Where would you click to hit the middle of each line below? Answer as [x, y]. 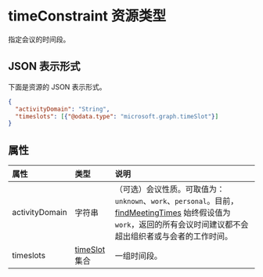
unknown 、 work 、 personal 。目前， [177, 201]
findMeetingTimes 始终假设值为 [173, 213]
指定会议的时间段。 [39, 39]
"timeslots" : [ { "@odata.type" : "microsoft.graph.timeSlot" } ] [117, 116]
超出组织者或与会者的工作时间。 [174, 236]
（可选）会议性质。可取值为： [170, 189]
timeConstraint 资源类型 [87, 16]
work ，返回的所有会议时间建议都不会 [182, 224]
